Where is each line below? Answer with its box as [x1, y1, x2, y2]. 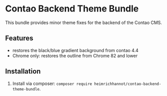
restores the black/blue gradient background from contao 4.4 [12, 47, 139, 53]
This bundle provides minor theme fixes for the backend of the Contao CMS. [5, 19, 162, 25]
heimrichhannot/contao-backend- [94, 81, 162, 86]
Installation [5, 67, 41, 75]
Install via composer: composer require [12, 80, 92, 86]
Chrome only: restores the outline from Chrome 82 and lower [12, 52, 138, 58]
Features [5, 34, 33, 42]
